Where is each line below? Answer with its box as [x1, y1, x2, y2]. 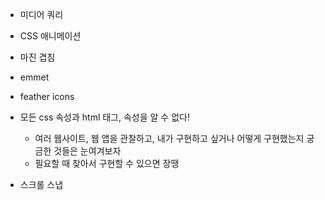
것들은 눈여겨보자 [53, 145, 122, 157]
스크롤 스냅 [19, 179, 64, 190]
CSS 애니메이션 [19, 30, 82, 42]
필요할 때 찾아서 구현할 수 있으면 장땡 [34, 158, 180, 169]
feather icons [19, 91, 75, 102]
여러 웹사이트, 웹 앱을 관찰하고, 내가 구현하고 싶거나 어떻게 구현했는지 [34, 133, 305, 144]
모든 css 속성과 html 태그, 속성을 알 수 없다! [19, 111, 190, 123]
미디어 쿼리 [19, 9, 64, 20]
